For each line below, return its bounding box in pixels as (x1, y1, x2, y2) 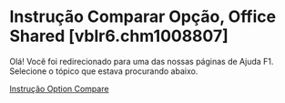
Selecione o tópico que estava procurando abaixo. (9, 66, 198, 77)
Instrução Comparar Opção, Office (9, 6, 276, 27)
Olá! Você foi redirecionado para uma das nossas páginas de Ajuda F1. (9, 56, 274, 67)
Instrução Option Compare (9, 83, 109, 94)
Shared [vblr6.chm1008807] (9, 26, 229, 46)
